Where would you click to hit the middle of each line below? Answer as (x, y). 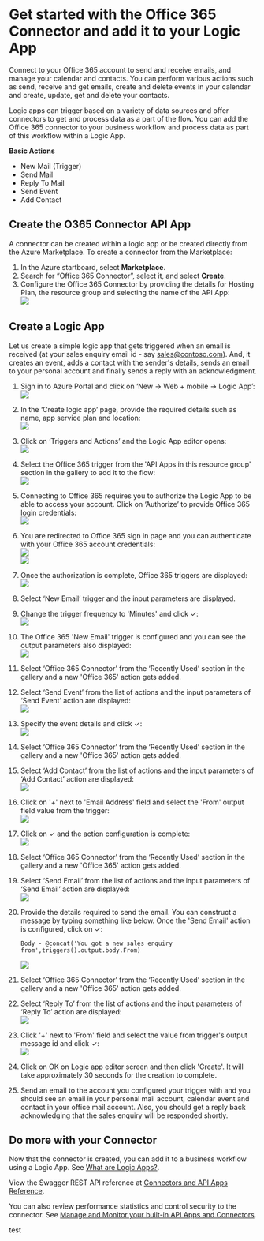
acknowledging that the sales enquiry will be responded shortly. (124, 1115)
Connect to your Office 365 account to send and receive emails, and (120, 69)
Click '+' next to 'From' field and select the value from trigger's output (134, 1035)
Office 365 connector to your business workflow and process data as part (129, 127)
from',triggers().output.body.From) (80, 950)
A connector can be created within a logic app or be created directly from (128, 243)
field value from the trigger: (65, 810)
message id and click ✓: (59, 1043)
